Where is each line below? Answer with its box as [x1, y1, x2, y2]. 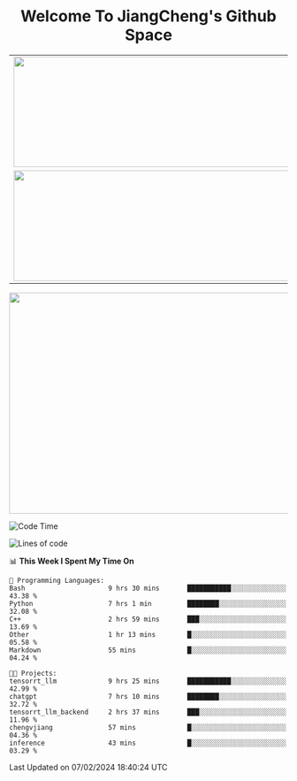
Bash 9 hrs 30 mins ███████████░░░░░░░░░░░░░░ [9, 584, 287, 593]
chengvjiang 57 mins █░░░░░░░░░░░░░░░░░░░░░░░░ [9, 723, 287, 731]
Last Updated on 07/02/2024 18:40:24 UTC [9, 762, 168, 772]
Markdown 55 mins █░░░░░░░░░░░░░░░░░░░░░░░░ [9, 646, 287, 655]
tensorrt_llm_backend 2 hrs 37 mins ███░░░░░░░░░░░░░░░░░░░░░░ [9, 708, 287, 716]
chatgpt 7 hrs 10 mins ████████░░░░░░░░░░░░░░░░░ [9, 692, 287, 701]
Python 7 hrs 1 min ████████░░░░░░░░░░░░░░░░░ [9, 599, 287, 608]
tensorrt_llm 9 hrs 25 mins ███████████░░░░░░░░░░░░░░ [9, 677, 287, 685]
